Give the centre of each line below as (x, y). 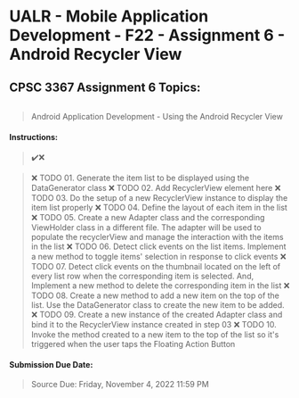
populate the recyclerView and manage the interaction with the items (157, 237)
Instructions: (34, 137)
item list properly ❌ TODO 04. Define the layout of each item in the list (159, 208)
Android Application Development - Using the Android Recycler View (157, 116)
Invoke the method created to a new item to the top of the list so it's (155, 335)
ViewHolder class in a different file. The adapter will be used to (146, 228)
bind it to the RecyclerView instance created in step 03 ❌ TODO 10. (154, 325)
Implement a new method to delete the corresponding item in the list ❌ (160, 286)
